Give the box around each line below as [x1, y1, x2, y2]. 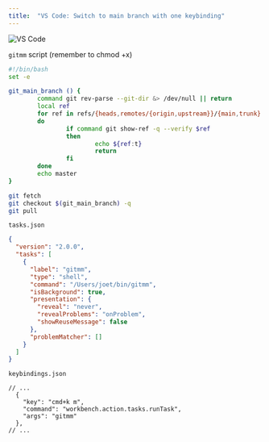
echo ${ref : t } [94, 140, 143, 148]
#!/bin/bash [8, 65, 48, 73]
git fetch [8, 191, 42, 200]
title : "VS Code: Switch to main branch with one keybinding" [8, 11, 226, 20]
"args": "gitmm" [23, 412, 78, 420]
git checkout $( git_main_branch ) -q [8, 199, 131, 207]
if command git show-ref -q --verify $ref [65, 124, 211, 133]
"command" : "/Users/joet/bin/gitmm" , [29, 280, 157, 289]
